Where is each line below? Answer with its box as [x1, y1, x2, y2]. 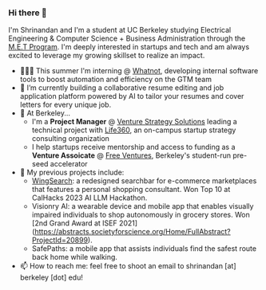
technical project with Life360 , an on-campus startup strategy [31, 125, 236, 135]
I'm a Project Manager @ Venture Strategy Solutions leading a [31, 117, 237, 127]
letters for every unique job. [19, 100, 112, 110]
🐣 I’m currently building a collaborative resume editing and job [19, 83, 224, 92]
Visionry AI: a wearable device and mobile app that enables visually [31, 202, 254, 211]
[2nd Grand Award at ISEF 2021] [31, 218, 138, 228]
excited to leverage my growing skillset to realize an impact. [8, 51, 205, 61]
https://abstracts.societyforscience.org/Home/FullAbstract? [34, 227, 231, 237]
